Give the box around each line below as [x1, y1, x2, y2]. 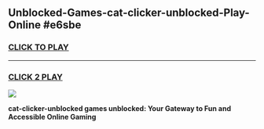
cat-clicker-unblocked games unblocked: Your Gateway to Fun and [8, 103, 232, 113]
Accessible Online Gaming [8, 112, 97, 121]
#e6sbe [42, 19, 82, 32]
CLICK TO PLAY [8, 42, 69, 53]
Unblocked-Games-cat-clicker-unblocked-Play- [8, 6, 250, 20]
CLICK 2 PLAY [8, 71, 63, 82]
